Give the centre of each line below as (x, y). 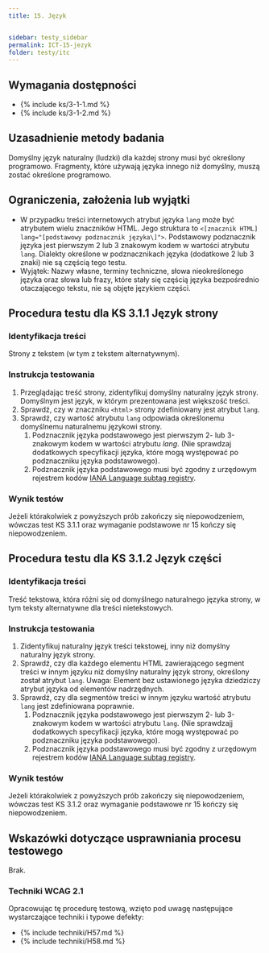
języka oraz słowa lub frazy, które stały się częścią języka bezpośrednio (139, 280)
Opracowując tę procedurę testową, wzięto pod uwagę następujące (121, 909)
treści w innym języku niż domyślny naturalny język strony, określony (134, 671)
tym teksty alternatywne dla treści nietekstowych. (91, 607)
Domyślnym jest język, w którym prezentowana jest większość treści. (135, 400)
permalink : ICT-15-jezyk (50, 45)
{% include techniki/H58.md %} (72, 941)
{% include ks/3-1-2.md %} (65, 113)
